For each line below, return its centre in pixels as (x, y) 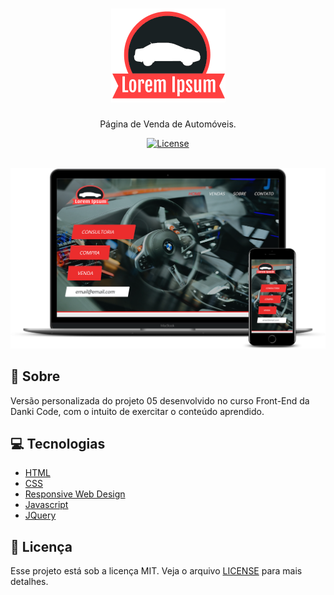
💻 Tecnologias (58, 444)
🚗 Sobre (35, 376)
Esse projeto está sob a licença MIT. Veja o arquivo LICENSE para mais (156, 571)
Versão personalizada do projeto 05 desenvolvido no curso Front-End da (160, 400)
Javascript (46, 505)
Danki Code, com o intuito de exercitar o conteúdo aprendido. (137, 411)
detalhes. (29, 582)
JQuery (40, 515)
